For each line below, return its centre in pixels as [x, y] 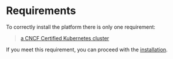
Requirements [41, 11]
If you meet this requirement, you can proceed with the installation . [87, 49]
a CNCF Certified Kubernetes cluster [65, 38]
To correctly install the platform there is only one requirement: [81, 27]
